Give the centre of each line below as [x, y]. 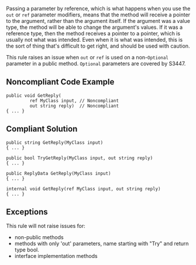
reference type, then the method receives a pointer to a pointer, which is [93, 33]
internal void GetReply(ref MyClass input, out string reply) [83, 189]
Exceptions [27, 212]
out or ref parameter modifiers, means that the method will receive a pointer [98, 15]
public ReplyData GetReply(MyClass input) [59, 173]
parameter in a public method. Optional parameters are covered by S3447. [96, 63]
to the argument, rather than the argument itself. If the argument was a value [98, 21]
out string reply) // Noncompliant [74, 106]
